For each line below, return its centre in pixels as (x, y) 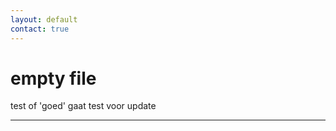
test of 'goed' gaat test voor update (83, 106)
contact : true (40, 29)
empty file (53, 78)
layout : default (44, 19)
